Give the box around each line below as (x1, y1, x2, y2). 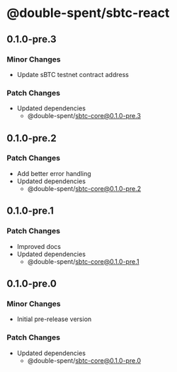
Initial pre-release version (16, 315, 92, 323)
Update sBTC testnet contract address (16, 70, 129, 79)
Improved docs (16, 242, 62, 250)
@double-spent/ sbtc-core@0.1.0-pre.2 (27, 184, 142, 192)
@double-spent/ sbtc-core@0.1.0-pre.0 (27, 356, 142, 365)
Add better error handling (16, 169, 91, 178)
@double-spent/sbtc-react (6, 5, 170, 21)
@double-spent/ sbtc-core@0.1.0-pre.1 (27, 257, 139, 266)
